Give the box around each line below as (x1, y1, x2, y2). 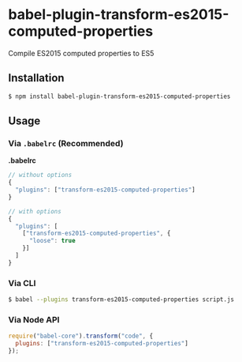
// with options (8, 207, 61, 215)
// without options (8, 172, 73, 179)
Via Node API (8, 314, 60, 325)
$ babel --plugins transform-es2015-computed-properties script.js (8, 296, 235, 304)
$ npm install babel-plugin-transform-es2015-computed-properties (8, 92, 231, 100)
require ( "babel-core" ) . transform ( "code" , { (8, 332, 154, 341)
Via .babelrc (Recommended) (8, 138, 124, 149)
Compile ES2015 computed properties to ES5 (8, 48, 155, 58)
